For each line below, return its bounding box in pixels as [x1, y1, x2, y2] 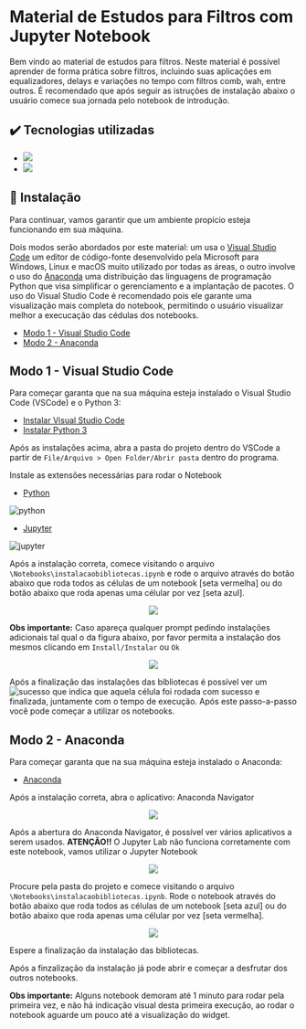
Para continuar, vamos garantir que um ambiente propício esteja [9, 214, 251, 225]
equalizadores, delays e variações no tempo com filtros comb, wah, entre [9, 75, 286, 86]
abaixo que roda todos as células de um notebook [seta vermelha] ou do [9, 578, 283, 589]
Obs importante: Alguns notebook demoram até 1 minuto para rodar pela [9, 990, 285, 1002]
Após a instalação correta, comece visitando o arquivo [9, 558, 215, 569]
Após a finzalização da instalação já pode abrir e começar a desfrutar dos [9, 962, 288, 974]
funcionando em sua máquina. [9, 224, 124, 235]
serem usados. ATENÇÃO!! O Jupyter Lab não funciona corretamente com [9, 836, 290, 847]
